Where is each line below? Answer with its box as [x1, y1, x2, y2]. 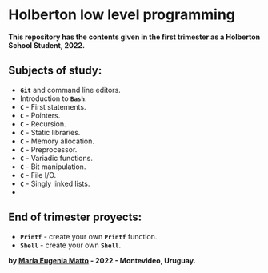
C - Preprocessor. [19, 144, 78, 154]
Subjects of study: [8, 64, 102, 78]
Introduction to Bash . [19, 94, 87, 103]
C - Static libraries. [19, 127, 81, 137]
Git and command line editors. [19, 85, 122, 94]
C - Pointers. [19, 110, 61, 120]
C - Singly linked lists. [19, 179, 90, 188]
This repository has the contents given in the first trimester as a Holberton [8, 32, 261, 42]
